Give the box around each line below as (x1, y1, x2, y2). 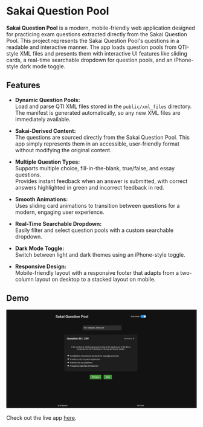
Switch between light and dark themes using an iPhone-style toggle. (14, 251, 185, 258)
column (14, 275, 34, 283)
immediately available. (14, 115, 71, 123)
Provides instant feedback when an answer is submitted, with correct (14, 177, 188, 185)
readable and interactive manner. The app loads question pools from (6, 43, 177, 51)
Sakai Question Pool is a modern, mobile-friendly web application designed (6, 24, 195, 31)
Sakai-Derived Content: (14, 127, 76, 134)
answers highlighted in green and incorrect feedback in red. (14, 184, 164, 191)
